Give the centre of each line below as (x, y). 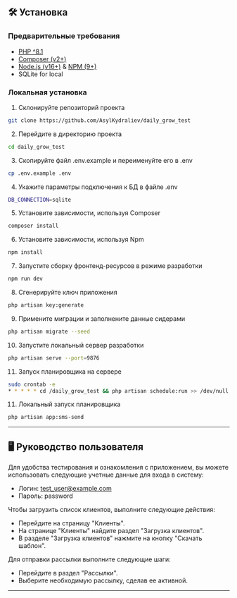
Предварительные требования (64, 36)
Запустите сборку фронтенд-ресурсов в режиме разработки (110, 266)
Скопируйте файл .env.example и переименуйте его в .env (105, 160)
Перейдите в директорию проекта (70, 134)
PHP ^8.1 (31, 51)
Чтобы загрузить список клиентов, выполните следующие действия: (111, 510)
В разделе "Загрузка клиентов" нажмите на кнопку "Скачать (110, 538)
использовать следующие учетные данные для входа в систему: (106, 475)
